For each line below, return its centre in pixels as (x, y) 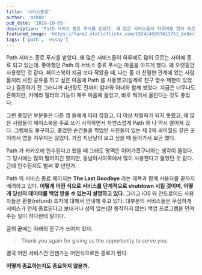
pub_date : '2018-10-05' (36, 23)
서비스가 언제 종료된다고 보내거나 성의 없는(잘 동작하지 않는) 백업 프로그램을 (95, 208)
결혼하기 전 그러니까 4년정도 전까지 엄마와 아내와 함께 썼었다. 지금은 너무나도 (106, 87)
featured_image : (26, 34)
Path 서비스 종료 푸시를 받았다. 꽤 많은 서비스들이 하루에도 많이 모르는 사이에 (96, 57)
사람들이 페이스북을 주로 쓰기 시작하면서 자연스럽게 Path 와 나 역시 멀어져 (98, 123)
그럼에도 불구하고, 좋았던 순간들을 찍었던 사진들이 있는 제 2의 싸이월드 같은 (101, 130)
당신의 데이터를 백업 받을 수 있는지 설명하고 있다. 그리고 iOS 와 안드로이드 (98, 193)
